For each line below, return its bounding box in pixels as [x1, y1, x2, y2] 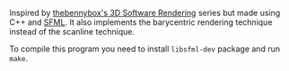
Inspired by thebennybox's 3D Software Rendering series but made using [9, 8, 281, 18]
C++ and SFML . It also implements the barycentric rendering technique [9, 17, 273, 28]
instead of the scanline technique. [9, 27, 136, 36]
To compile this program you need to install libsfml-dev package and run [9, 43, 281, 54]
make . [9, 53, 29, 63]
